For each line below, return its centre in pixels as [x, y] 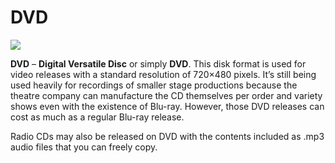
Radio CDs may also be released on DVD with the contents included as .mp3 [167, 136]
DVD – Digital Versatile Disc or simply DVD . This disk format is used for [158, 63]
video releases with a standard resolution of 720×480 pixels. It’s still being [163, 74]
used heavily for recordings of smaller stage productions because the [154, 85]
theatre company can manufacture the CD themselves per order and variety [166, 95]
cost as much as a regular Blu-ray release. [97, 117]
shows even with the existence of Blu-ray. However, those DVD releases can [167, 106]
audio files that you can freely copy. [84, 147]
